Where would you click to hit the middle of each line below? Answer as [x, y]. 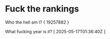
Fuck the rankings [42, 9]
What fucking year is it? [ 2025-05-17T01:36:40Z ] [55, 31]
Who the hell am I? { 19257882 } [37, 22]
